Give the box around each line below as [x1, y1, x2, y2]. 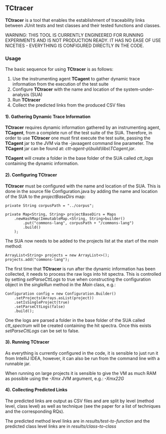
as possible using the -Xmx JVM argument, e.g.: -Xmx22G [5, 375, 124, 381]
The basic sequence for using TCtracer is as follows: [5, 66, 113, 72]
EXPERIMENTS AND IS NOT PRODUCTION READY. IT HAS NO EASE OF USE [5, 37, 161, 43]
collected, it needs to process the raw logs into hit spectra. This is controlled [5, 271, 162, 277]
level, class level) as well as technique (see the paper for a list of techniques [5, 403, 161, 409]
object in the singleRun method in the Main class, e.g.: [5, 281, 116, 287]
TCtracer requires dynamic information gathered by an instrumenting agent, [5, 124, 161, 130]
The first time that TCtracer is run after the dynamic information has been [5, 265, 156, 272]
